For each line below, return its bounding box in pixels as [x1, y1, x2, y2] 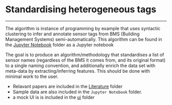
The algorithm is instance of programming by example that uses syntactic [5, 25, 161, 31]
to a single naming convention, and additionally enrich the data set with [5, 62, 156, 69]
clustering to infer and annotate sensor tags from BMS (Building [5, 31, 140, 37]
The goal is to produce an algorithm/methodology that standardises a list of [5, 51, 165, 57]
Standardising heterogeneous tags [5, 4, 157, 15]
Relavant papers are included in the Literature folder [12, 83, 123, 89]
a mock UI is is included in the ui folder [12, 94, 95, 100]
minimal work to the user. [5, 73, 59, 79]
